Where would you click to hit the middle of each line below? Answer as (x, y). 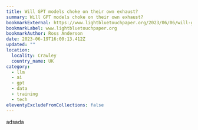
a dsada (15, 122)
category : (18, 66)
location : (18, 50)
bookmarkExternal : (29, 22)
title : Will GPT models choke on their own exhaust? (72, 12)
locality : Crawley (34, 56)
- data (19, 89)
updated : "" (21, 45)
